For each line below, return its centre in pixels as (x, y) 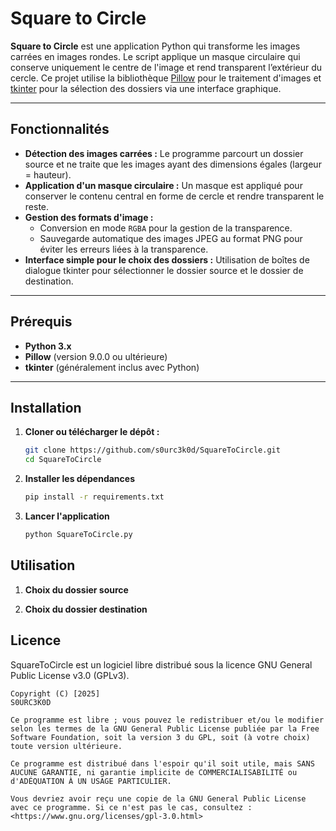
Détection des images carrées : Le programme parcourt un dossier (164, 153)
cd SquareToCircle (63, 460)
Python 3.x (48, 346)
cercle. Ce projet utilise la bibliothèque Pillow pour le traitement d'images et (166, 78)
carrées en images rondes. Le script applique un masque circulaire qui (155, 56)
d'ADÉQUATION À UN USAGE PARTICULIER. (91, 781)
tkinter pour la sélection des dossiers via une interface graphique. (146, 88)
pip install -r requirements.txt (94, 497)
